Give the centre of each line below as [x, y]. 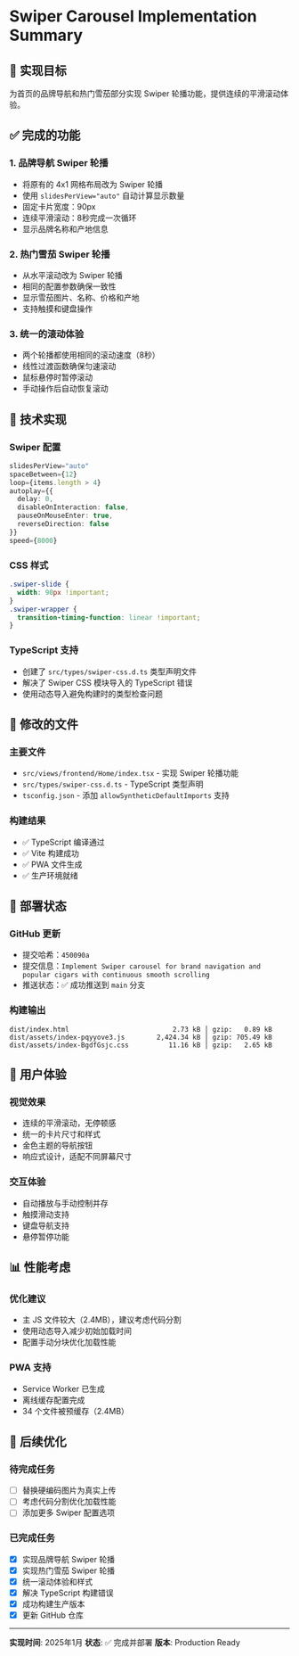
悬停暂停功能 [45, 1236]
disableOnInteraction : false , [73, 507]
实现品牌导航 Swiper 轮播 [69, 1559]
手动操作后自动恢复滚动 [65, 389]
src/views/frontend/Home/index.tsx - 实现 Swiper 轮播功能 [130, 773]
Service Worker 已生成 [63, 1388]
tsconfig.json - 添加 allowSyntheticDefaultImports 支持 [125, 795]
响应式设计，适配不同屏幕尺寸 [77, 1157]
